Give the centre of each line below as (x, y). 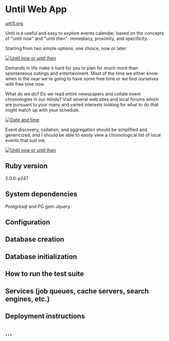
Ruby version (26, 166)
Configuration (28, 222)
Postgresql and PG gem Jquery (38, 206)
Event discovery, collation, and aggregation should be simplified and (76, 130)
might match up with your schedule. (42, 110)
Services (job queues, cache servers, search (77, 291)
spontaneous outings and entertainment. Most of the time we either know (81, 73)
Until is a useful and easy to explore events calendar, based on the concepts (84, 33)
